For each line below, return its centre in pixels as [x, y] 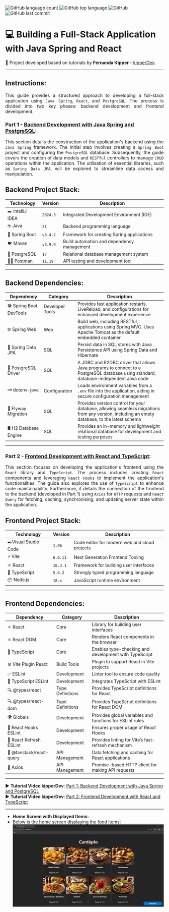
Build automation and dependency [99, 242]
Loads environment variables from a [115, 385]
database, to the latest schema [109, 419]
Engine [15, 435]
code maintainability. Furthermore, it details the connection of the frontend [84, 489]
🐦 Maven [17, 243]
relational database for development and [119, 432]
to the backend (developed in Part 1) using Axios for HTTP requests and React [85, 494]
